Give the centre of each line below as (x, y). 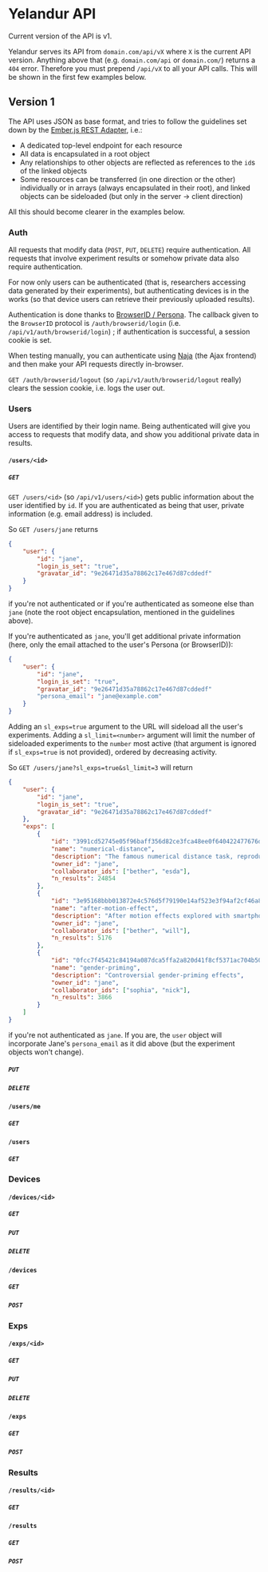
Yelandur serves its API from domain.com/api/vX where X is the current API (130, 51)
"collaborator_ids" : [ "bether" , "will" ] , (121, 931)
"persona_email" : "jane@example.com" (99, 697)
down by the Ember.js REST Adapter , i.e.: (75, 129)
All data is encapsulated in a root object (85, 153)
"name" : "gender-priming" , (96, 967)
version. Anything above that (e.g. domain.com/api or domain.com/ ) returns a (132, 60)
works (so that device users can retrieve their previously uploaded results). (132, 300)
